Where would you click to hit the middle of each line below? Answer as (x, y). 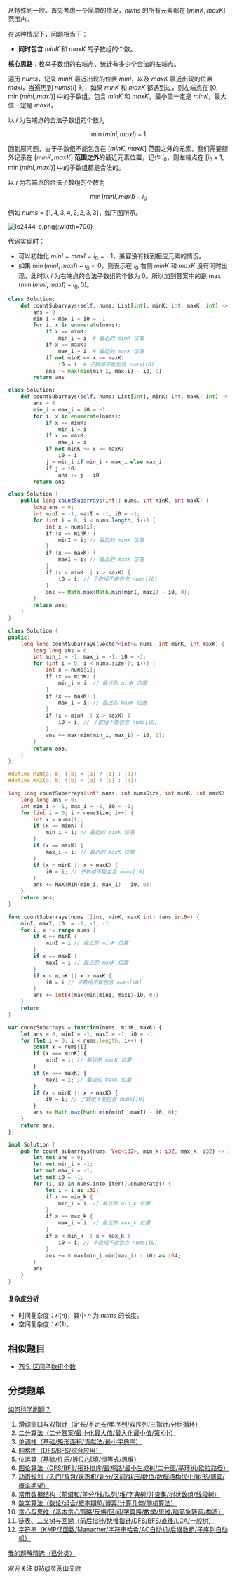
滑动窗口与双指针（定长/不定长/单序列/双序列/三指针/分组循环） (110, 1424)
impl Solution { (32, 1144)
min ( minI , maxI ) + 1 (118, 134)
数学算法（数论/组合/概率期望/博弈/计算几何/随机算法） (97, 1503)
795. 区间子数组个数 (47, 1367)
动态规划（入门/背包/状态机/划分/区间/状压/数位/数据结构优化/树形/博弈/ (121, 1476)
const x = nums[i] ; (62, 1047)
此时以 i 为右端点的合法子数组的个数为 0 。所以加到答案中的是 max (126, 276)
